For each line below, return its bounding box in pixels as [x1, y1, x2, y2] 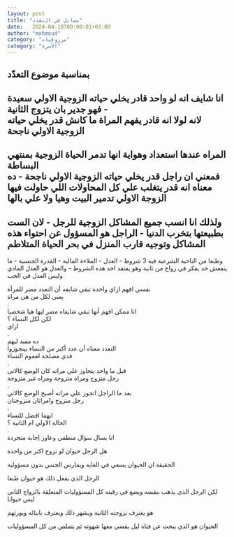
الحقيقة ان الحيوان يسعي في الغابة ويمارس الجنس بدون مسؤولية [7, 460, 175, 469]
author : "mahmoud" [7, 29, 61, 37]
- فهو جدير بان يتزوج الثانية [7, 103, 108, 115]
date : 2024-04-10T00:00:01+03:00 [7, 23, 111, 30]
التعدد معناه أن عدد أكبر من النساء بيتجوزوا [7, 344, 117, 353]
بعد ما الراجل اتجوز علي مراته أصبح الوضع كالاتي [7, 388, 132, 397]
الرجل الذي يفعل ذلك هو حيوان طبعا [7, 473, 100, 482]
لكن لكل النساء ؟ [7, 314, 52, 323]
